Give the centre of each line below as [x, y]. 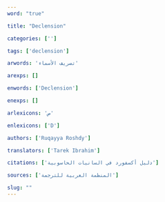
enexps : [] [23, 101]
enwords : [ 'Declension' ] [43, 88]
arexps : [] [23, 76]
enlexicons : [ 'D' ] [33, 125]
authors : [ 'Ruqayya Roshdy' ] [49, 138]
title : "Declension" [37, 26]
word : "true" [26, 13]
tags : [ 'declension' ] [38, 51]
